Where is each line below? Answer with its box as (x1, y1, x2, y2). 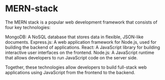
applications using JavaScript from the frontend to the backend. (5, 69, 135, 75)
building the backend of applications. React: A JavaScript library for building (5, 44, 161, 50)
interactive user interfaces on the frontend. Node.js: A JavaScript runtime (5, 50, 155, 55)
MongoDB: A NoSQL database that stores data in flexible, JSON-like (5, 34, 144, 40)
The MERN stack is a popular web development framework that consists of (5, 19, 158, 25)
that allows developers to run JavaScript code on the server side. (5, 54, 138, 60)
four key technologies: (5, 24, 51, 30)
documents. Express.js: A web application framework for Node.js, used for (5, 39, 157, 45)
